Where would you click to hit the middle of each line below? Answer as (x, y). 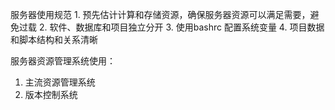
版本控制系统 (51, 94)
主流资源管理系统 (60, 82)
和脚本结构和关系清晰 (54, 39)
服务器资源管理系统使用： (63, 61)
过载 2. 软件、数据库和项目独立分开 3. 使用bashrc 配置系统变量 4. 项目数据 (171, 27)
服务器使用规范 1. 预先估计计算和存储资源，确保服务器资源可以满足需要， (160, 14)
